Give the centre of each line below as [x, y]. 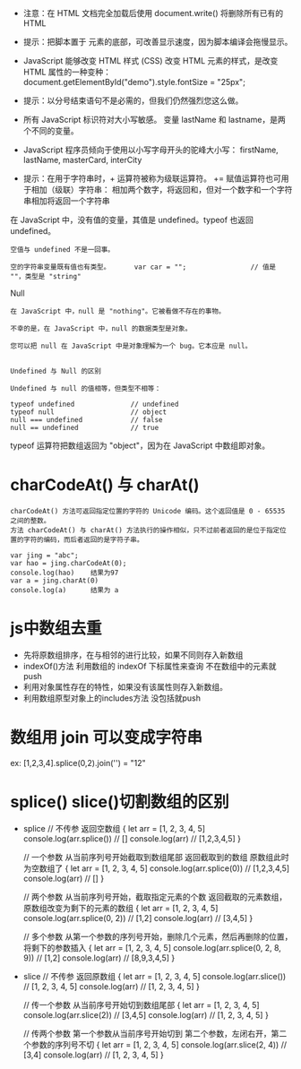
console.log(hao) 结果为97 [64, 573]
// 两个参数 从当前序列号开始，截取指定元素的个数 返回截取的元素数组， [155, 897]
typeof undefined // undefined [95, 404]
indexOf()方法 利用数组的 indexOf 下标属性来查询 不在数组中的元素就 [150, 666]
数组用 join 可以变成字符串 [107, 738]
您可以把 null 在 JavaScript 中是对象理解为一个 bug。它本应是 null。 [131, 346]
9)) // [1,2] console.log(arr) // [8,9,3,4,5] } [99, 958]
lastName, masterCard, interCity [82, 160]
